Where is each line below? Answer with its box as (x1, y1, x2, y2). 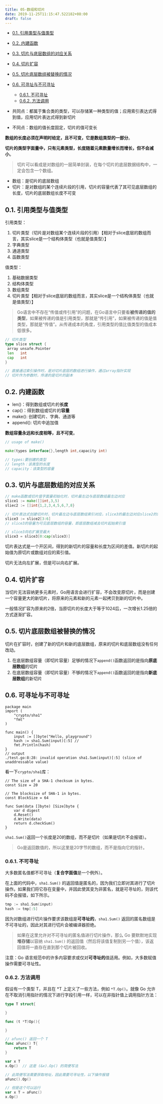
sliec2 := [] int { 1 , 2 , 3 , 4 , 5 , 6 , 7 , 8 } (5, 503, 75, 508)
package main (5, 704, 32, 709)
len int (7, 350, 27, 356)
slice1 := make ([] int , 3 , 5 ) (5, 498, 60, 504)
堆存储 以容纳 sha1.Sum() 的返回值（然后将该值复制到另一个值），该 (16, 938, 150, 944)
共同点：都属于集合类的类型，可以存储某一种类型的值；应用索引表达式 (12, 108, 153, 114)
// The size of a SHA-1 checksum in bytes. (5, 778, 95, 783)
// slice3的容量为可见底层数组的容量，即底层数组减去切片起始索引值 (5, 521, 126, 526)
